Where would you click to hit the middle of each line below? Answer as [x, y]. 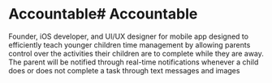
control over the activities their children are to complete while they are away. [136, 53]
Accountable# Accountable [103, 14]
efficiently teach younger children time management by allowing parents [130, 44]
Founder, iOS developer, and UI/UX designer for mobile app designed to [129, 36]
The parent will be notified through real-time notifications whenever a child [134, 62]
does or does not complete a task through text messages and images [124, 70]
